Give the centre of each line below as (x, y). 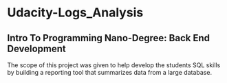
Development (37, 48)
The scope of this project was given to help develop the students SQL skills (114, 65)
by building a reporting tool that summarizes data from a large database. (109, 72)
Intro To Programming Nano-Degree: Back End (108, 38)
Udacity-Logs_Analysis (75, 13)
